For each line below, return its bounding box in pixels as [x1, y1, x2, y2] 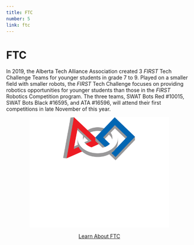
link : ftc [6, 22, 31, 28]
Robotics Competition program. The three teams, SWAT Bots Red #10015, [6, 93, 185, 100]
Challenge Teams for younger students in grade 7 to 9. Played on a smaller [6, 74, 188, 81]
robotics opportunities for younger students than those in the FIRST [6, 86, 171, 94]
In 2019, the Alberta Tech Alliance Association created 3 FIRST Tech [6, 68, 172, 75]
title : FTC [6, 9, 33, 15]
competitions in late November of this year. [6, 105, 111, 112]
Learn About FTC [78, 233, 121, 240]
